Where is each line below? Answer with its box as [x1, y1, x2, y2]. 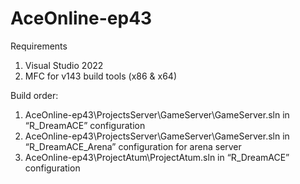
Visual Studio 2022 [24, 59, 104, 71]
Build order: [10, 89, 59, 101]
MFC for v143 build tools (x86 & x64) [24, 70, 177, 82]
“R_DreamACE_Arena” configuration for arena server [24, 140, 242, 152]
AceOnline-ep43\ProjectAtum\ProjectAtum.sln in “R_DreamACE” [24, 151, 290, 163]
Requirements [10, 40, 68, 52]
